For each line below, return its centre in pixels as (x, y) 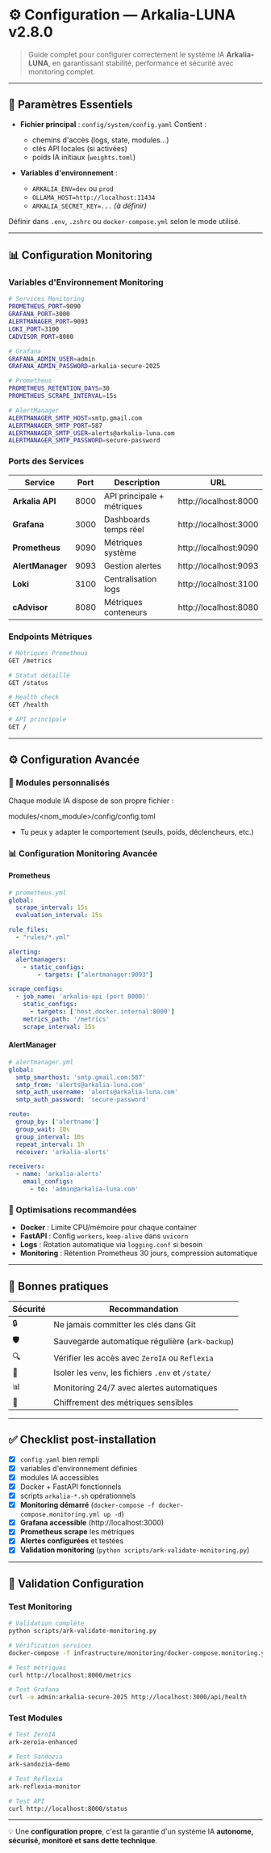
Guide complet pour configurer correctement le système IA (126, 54)
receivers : (27, 1166)
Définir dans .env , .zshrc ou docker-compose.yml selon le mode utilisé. (124, 221)
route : (19, 1115)
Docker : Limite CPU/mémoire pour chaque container (108, 1228)
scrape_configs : (35, 989)
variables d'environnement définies (79, 1468)
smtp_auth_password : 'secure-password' (83, 1100)
